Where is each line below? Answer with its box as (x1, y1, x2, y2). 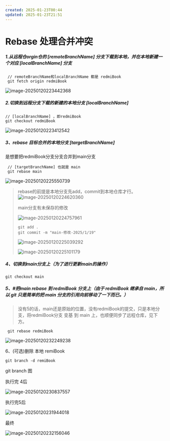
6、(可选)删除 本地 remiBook (5, 348, 65, 354)
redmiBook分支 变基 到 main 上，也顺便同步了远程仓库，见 (31, 312, 154, 318)
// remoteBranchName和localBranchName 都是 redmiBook (7, 74, 121, 79)
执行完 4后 (5, 378, 27, 385)
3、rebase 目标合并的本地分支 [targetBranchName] (5, 139, 115, 145)
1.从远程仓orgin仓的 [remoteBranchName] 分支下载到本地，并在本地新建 (5, 54, 158, 60)
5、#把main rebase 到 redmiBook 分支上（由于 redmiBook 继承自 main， (5, 285, 160, 291)
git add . (17, 224, 39, 229)
